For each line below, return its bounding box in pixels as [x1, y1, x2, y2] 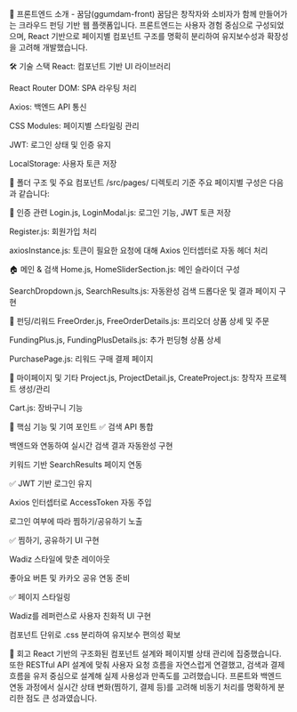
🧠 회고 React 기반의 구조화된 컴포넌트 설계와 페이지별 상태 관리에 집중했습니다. [9, 649, 282, 659]
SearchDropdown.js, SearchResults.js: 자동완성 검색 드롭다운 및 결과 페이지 [9, 286, 277, 296]
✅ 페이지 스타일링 [9, 592, 71, 602]
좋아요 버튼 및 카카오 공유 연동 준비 [9, 573, 131, 583]
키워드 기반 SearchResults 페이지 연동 [9, 459, 143, 470]
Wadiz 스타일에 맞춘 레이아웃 [9, 554, 111, 564]
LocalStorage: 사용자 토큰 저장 [9, 158, 117, 168]
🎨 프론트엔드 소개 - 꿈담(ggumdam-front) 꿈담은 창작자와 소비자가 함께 [9, 9, 258, 19]
